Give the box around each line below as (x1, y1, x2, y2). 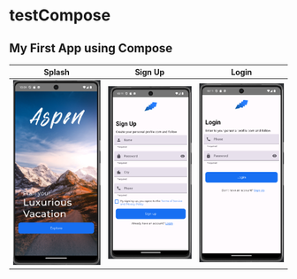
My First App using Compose (9, 41, 173, 56)
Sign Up (134, 66, 165, 77)
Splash (43, 66, 70, 77)
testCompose (9, 5, 111, 26)
